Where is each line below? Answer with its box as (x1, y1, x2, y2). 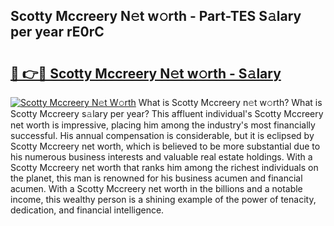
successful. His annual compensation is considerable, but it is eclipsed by (10, 130, 315, 141)
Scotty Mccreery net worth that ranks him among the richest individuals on (10, 162, 319, 173)
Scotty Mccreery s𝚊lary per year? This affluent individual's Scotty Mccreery (10, 108, 324, 119)
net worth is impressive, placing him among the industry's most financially (10, 119, 316, 131)
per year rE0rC (10, 24, 105, 41)
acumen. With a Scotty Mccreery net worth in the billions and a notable (10, 183, 303, 194)
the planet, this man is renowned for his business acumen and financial (10, 172, 303, 184)
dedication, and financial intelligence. (10, 204, 165, 216)
